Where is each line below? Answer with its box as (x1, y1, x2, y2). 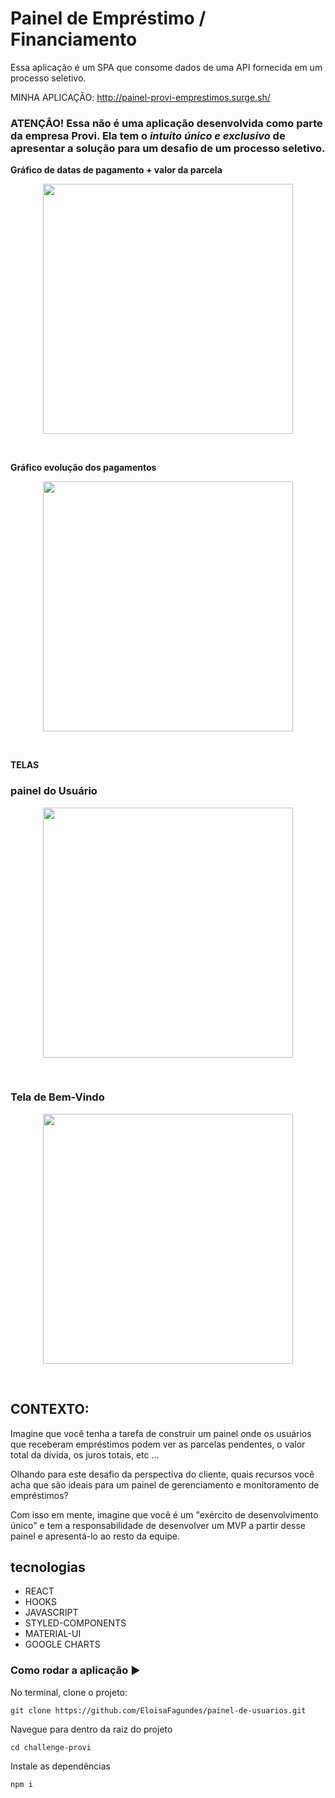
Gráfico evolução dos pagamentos (10, 462, 157, 474)
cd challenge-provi (10, 1742, 92, 1752)
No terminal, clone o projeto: (10, 1686, 128, 1698)
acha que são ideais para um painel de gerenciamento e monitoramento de (10, 1478, 320, 1491)
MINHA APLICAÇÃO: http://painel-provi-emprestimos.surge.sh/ (10, 91, 271, 103)
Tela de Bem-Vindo (10, 1090, 105, 1104)
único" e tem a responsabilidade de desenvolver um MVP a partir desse (10, 1519, 307, 1531)
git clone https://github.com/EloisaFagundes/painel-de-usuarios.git (10, 1705, 307, 1716)
